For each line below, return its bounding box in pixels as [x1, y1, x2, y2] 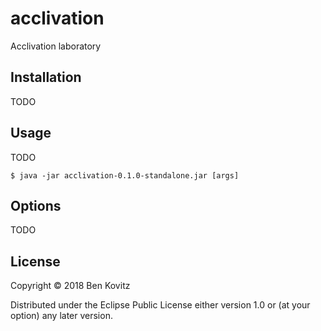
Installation [10, 69, 82, 86]
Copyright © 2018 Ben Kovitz [10, 280, 131, 292]
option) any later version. [10, 310, 113, 322]
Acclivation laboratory [10, 40, 102, 52]
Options [10, 197, 62, 214]
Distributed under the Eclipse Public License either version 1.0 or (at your [10, 299, 311, 311]
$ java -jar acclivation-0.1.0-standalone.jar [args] [10, 170, 240, 181]
